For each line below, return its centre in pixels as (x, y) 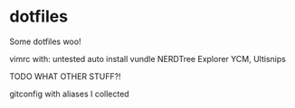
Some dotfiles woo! (45, 41)
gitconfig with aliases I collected (69, 94)
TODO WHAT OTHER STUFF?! (65, 76)
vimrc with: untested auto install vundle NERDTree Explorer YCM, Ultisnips (148, 58)
